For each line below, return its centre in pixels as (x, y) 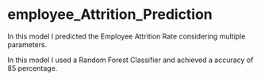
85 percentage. (33, 68)
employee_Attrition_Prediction (110, 15)
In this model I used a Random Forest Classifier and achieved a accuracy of (130, 60)
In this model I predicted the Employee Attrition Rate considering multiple (127, 36)
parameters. (27, 44)
